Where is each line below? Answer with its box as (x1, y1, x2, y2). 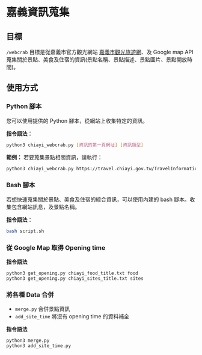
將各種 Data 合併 (6, 290, 54, 298)
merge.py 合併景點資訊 (14, 305, 70, 313)
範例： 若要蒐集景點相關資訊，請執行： (6, 153, 103, 161)
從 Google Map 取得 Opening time (6, 243, 106, 252)
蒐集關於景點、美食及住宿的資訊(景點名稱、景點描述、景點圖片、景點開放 (6, 56, 188, 63)
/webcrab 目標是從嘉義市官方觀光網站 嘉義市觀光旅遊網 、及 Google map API (6, 49, 194, 55)
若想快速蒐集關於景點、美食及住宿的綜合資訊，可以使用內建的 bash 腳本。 (6, 196, 191, 203)
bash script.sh (6, 228, 44, 234)
